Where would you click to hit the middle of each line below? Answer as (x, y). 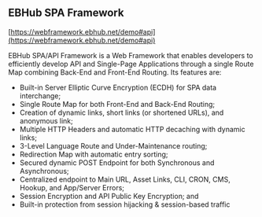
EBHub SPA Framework (66, 13)
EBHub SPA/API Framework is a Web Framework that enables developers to (131, 55)
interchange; (40, 96)
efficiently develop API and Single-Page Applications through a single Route (131, 64)
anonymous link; (46, 120)
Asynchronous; (44, 171)
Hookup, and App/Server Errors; (72, 187)
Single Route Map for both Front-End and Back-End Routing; (117, 104)
